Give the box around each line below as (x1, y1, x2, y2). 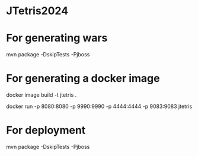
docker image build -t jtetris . (6, 91, 77, 98)
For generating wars (6, 31, 108, 45)
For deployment (6, 123, 86, 137)
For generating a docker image (6, 72, 160, 85)
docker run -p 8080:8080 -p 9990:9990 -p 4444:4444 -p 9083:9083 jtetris (6, 103, 193, 110)
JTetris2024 (6, 4, 69, 18)
